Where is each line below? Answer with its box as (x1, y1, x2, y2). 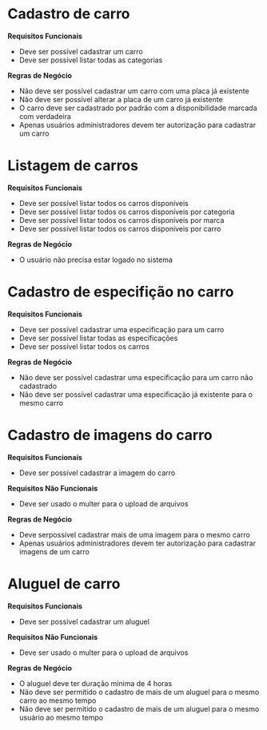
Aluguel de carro (7, 574, 121, 593)
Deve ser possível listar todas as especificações (18, 333, 178, 343)
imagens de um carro (18, 546, 90, 556)
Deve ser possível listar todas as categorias (18, 55, 163, 65)
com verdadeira (18, 111, 71, 121)
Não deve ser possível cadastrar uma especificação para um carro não (18, 372, 253, 382)
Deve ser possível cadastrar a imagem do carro (18, 468, 176, 478)
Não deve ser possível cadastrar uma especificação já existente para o (18, 389, 253, 399)
